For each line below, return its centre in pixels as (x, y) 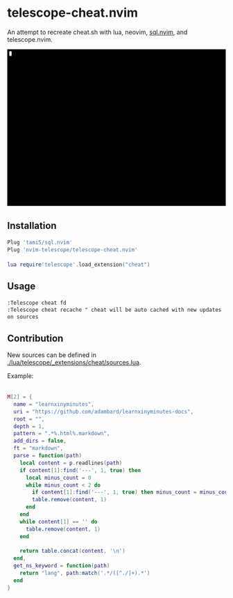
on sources (23, 317)
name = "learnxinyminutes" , (54, 404)
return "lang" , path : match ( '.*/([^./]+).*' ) (85, 573)
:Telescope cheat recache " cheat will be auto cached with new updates (114, 310)
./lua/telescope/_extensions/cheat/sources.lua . (74, 363)
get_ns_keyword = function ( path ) (62, 566)
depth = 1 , (29, 426)
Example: (20, 376)
